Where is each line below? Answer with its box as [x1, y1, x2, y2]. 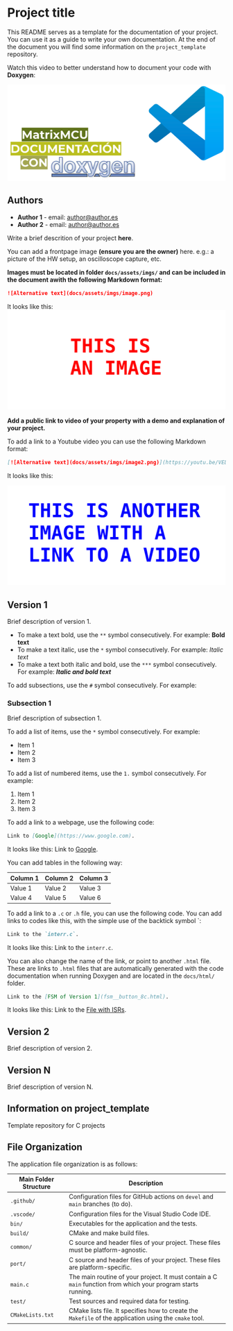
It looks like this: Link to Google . [7, 845, 98, 854]
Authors [7, 194, 44, 206]
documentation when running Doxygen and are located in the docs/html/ [7, 972, 215, 980]
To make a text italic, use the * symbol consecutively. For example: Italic [17, 645, 224, 654]
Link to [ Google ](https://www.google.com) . [7, 833, 135, 840]
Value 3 [79, 883, 102, 892]
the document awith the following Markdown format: [7, 275, 163, 284]
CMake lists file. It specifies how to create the [69, 1307, 199, 1315]
